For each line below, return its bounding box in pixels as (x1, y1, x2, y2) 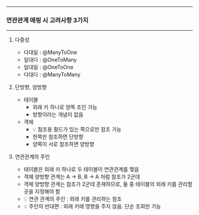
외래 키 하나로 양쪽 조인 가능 (32, 104, 98, 111)
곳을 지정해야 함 (23, 188, 60, 195)
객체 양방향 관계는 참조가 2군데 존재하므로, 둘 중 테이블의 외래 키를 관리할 (23, 181, 192, 188)
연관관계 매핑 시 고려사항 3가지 (6, 16, 89, 24)
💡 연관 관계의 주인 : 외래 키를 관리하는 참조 (23, 195, 122, 203)
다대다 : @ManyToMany (23, 71, 81, 78)
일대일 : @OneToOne (23, 63, 74, 71)
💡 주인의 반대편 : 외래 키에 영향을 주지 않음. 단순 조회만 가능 (23, 203, 161, 210)
